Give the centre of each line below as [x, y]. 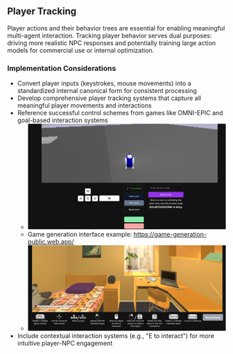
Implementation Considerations [62, 68]
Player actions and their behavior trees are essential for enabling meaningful [116, 28]
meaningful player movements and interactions [84, 106]
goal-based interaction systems [63, 120]
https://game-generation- [170, 235]
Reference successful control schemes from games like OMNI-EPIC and [120, 113]
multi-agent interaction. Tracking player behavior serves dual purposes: [110, 35]
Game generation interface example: [80, 235]
